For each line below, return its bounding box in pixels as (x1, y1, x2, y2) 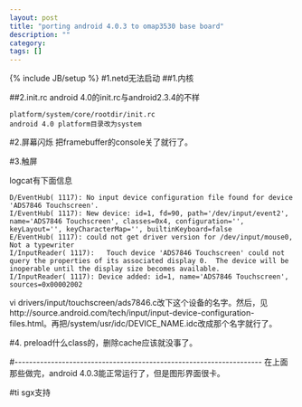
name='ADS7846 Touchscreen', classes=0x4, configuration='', (9, 217, 245, 226)
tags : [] (9, 47, 42, 56)
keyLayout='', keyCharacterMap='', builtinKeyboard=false (9, 225, 232, 234)
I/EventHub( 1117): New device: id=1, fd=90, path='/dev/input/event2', (9, 209, 289, 218)
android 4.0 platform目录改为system (9, 119, 142, 129)
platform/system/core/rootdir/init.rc (9, 110, 156, 119)
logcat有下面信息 (9, 175, 72, 186)
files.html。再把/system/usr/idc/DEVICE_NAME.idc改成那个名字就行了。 (9, 318, 278, 329)
